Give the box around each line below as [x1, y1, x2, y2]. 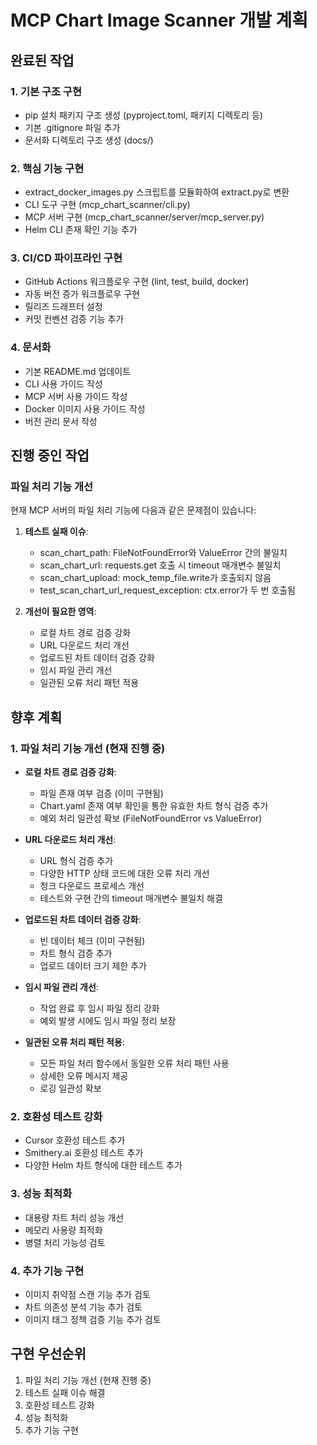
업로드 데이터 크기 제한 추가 [39, 960, 147, 972]
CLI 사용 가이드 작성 [24, 377, 103, 390]
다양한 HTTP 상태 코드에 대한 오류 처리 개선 [39, 867, 210, 880]
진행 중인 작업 [10, 447, 90, 465]
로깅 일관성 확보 [39, 1082, 102, 1095]
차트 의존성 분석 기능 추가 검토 [24, 1301, 143, 1313]
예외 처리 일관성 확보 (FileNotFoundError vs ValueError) [39, 812, 263, 825]
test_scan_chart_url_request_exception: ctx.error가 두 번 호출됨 [39, 584, 296, 596]
